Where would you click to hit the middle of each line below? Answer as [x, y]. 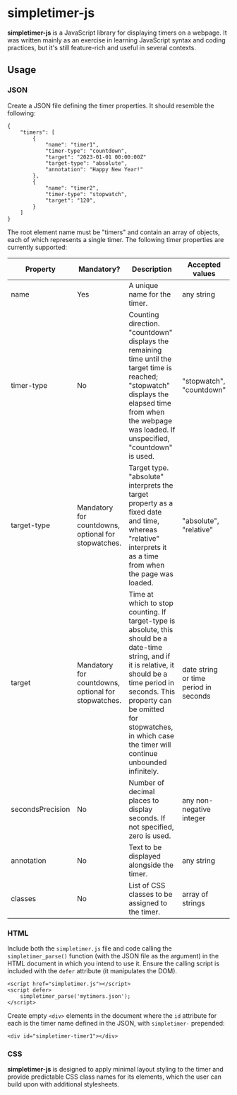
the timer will [150, 745]
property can [150, 700]
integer [194, 818]
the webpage [151, 420]
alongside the [151, 865]
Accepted [204, 265]
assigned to [148, 902]
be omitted [146, 709]
